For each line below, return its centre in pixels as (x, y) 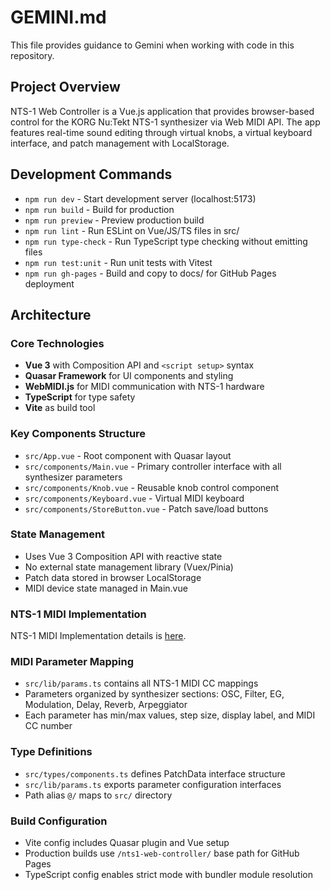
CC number (48, 726)
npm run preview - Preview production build (114, 220)
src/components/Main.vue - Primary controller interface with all (153, 466)
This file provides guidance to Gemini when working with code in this (152, 45)
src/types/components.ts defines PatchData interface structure (155, 773)
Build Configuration (59, 821)
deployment (49, 283)
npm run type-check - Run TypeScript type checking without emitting (166, 241)
